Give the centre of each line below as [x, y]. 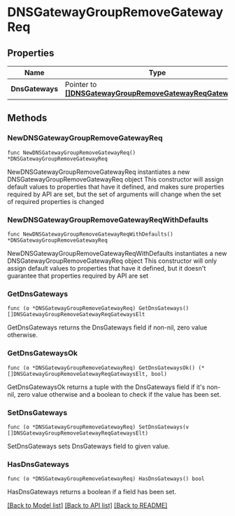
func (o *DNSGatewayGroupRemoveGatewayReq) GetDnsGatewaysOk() [101, 368]
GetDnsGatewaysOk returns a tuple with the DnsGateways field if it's [106, 387]
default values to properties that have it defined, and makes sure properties [116, 186]
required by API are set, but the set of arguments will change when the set [114, 194]
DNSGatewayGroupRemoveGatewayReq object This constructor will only [112, 261]
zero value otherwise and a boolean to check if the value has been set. [119, 394]
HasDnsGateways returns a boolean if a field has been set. [92, 492]
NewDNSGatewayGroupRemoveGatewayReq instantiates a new [99, 172]
